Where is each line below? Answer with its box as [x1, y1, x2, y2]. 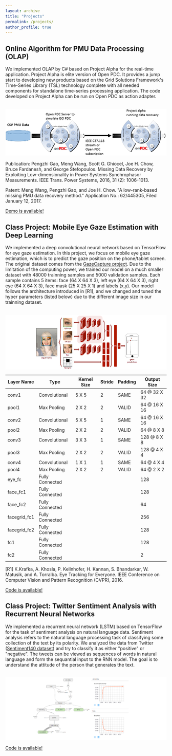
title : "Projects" [5, 13, 45, 19]
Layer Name [7, 379, 34, 385]
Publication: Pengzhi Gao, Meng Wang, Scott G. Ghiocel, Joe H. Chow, [5, 161, 154, 167]
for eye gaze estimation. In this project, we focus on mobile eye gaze [5, 250, 150, 256]
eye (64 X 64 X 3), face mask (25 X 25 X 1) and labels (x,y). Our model [5, 283, 154, 289]
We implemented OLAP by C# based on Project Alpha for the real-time [5, 66, 154, 72]
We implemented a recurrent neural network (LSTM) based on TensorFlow [5, 623, 162, 630]
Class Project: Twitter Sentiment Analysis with [5, 602, 157, 611]
